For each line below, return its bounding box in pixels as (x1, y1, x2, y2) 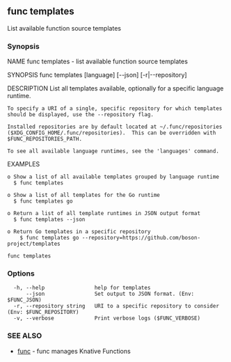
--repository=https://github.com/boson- (81, 235, 200, 242)
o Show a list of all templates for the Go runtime (7, 191, 160, 199)
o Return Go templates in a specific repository (7, 228, 151, 235)
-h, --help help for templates (13, 285, 151, 292)
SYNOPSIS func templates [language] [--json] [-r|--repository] (7, 71, 187, 79)
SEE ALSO (7, 331, 42, 340)
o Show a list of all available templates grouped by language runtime (7, 173, 219, 180)
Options (7, 269, 35, 278)
